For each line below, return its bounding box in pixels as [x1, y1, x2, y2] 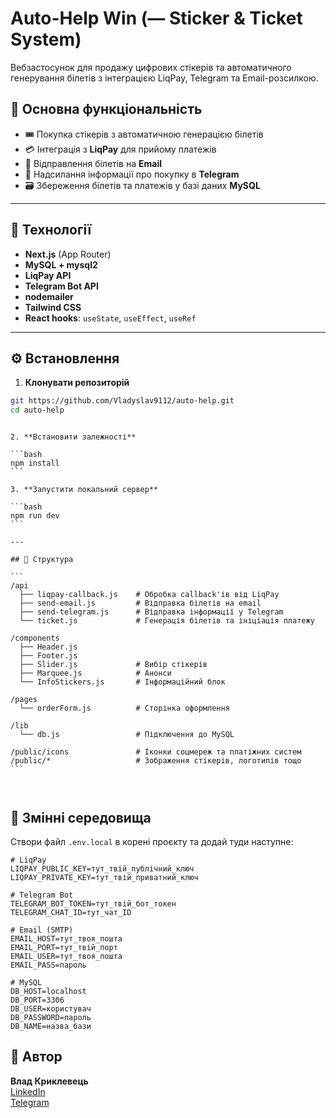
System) [10, 28, 82, 51]
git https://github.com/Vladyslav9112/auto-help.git [10, 396, 235, 406]
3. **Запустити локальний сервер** [10, 485, 159, 495]
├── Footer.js [19, 651, 78, 661]
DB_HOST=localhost [10, 986, 87, 996]
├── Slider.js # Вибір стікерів [19, 660, 208, 670]
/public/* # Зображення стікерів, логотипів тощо [10, 756, 302, 766]
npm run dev [10, 511, 60, 521]
